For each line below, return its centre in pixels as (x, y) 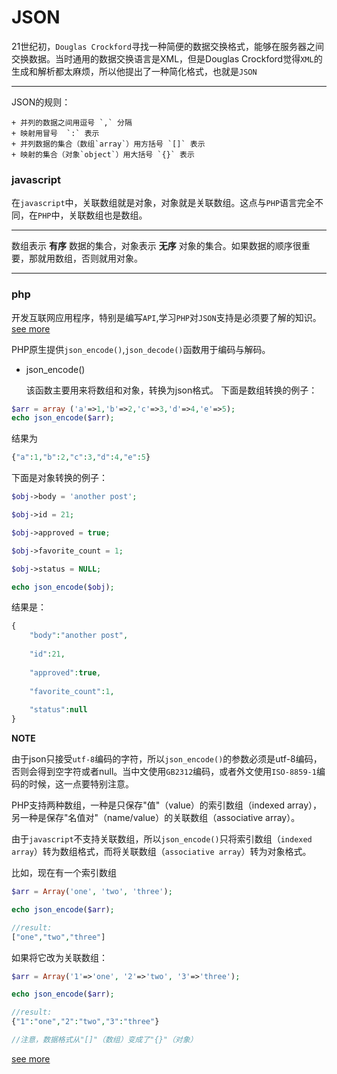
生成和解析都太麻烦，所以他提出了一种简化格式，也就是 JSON (134, 71)
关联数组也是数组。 (108, 215)
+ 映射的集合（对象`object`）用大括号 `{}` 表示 (103, 154)
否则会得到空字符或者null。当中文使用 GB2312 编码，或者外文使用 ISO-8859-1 (164, 772)
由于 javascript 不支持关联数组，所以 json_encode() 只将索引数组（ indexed (162, 839)
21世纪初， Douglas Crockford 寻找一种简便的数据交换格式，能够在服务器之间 (167, 46)
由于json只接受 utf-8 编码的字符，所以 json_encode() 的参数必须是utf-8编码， (167, 759)
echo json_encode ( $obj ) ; (63, 587)
